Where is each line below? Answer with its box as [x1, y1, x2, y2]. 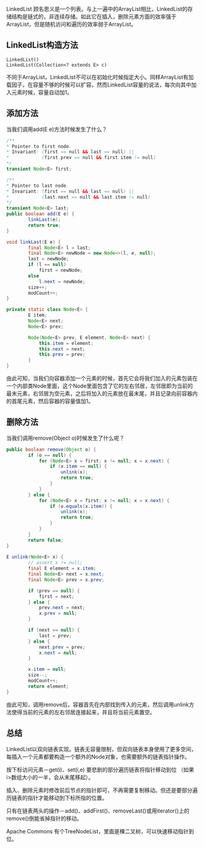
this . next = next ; [38, 346, 86, 352]
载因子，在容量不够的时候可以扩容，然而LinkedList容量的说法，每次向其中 [6, 81, 191, 88]
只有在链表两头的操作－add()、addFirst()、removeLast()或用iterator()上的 [6, 807, 190, 814]
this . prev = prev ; [38, 352, 86, 358]
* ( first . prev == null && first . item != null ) [6, 155, 156, 161]
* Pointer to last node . [6, 182, 69, 189]
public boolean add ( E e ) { [6, 211, 75, 217]
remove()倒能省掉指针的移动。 [6, 814, 83, 822]
